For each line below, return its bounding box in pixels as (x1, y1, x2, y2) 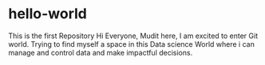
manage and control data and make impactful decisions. (8, 48, 193, 57)
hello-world (8, 5, 88, 23)
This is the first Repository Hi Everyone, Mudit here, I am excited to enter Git (8, 31, 258, 40)
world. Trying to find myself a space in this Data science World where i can (8, 39, 255, 48)
